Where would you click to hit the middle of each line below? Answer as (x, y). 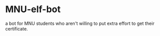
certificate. (17, 28)
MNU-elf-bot (33, 9)
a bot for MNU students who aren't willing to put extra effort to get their (80, 23)
